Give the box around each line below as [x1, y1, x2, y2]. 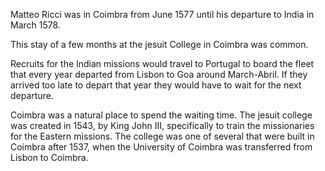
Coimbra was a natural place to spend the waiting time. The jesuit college [10, 109, 313, 121]
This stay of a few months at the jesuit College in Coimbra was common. [10, 39, 309, 50]
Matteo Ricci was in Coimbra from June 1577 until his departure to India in [10, 9, 315, 20]
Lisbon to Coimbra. [10, 152, 89, 163]
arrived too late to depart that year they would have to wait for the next [10, 79, 302, 91]
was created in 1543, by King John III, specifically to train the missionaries [10, 120, 315, 131]
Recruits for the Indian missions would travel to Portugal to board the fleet [10, 58, 315, 69]
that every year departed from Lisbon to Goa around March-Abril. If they [10, 69, 308, 80]
